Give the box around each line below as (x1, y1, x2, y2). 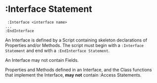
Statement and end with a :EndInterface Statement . (5, 47, 110, 53)
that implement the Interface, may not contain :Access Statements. (5, 72, 142, 78)
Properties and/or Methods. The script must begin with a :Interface (5, 42, 144, 48)
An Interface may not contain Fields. (5, 57, 79, 63)
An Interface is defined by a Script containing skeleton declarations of (5, 37, 147, 43)
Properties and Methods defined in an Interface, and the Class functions (5, 67, 152, 73)
